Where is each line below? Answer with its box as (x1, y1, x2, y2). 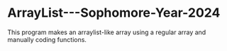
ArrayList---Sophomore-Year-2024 (7, 5, 221, 21)
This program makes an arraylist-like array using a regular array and (7, 28, 206, 36)
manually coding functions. (7, 35, 87, 43)
